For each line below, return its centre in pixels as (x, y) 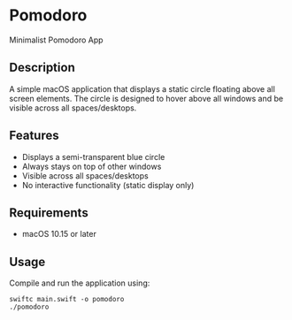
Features (34, 136)
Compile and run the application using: (80, 283)
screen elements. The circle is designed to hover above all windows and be (146, 98)
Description (42, 68)
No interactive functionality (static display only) (108, 185)
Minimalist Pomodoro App (56, 40)
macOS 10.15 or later (59, 234)
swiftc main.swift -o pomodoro (67, 300)
